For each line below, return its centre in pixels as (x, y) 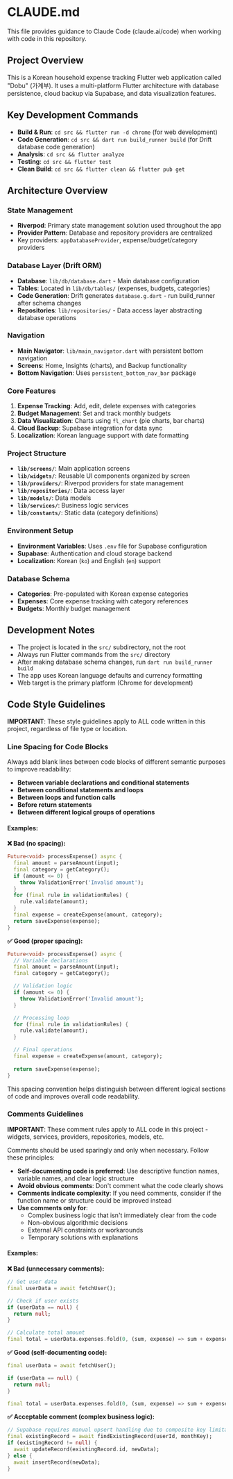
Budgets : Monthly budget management (74, 609)
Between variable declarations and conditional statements (103, 783)
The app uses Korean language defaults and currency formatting (110, 675)
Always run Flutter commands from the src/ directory (94, 654)
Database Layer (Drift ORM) (54, 266)
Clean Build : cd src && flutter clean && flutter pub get (101, 169)
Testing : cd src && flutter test (64, 161)
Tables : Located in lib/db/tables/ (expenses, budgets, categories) (113, 288)
